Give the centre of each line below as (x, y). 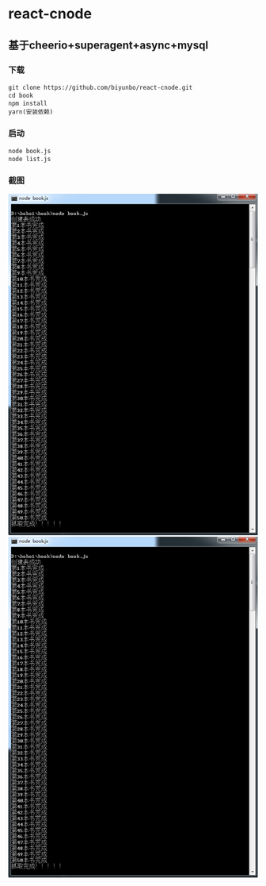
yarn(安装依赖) (31, 112)
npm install (28, 103)
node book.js (30, 152)
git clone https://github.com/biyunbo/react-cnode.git (101, 87)
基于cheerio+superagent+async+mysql (108, 45)
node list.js (30, 160)
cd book (21, 95)
